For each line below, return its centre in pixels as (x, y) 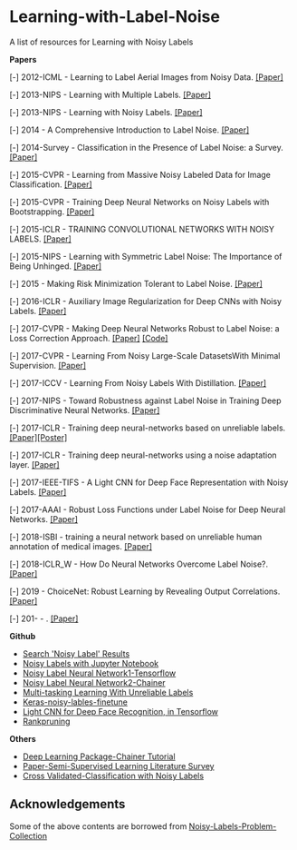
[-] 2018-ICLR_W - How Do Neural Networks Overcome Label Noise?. (139, 564)
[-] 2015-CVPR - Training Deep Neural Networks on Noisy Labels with (139, 202)
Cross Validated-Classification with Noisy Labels (113, 776)
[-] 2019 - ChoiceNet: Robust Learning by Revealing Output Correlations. (145, 591)
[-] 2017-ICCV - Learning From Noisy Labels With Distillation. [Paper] (138, 382)
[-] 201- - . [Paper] (44, 618)
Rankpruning (46, 721)
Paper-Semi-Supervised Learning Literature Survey (118, 766)
